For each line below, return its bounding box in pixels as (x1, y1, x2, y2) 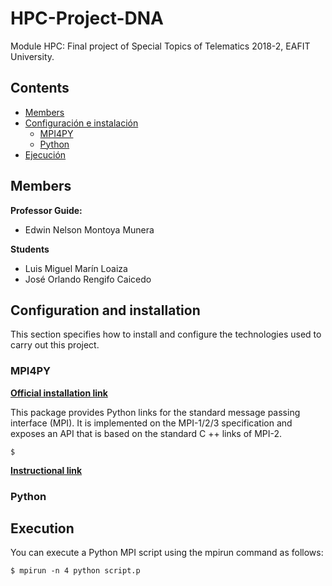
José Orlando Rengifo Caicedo (24, 273, 152, 285)
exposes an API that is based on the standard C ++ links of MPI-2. (10, 427, 283, 439)
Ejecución (24, 148, 67, 161)
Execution (10, 520, 75, 537)
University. (10, 50, 55, 62)
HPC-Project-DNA (10, 7, 164, 30)
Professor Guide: (10, 204, 83, 216)
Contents (10, 80, 70, 97)
